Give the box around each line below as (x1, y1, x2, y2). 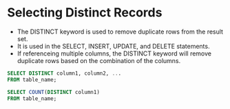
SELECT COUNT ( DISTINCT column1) (7, 88, 100, 95)
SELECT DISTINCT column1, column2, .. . (7, 70, 122, 77)
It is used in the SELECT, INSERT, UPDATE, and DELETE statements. (17, 42, 210, 50)
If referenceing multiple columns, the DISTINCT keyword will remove (17, 49, 212, 58)
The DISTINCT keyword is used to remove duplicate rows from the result (17, 27, 224, 36)
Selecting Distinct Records (7, 5, 163, 21)
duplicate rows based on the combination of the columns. (17, 56, 181, 64)
